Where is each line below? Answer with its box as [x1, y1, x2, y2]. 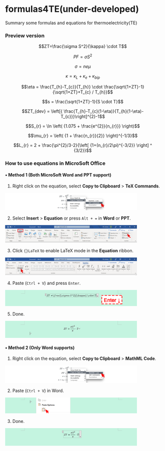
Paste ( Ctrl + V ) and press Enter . [12, 280, 81, 286]
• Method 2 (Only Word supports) [5, 345, 75, 351]
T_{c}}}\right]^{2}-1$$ [61, 113, 105, 119]
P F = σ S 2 [73, 53, 93, 60]
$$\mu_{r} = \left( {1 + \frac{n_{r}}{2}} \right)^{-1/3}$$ [28, 133, 138, 138]
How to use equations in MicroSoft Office [5, 160, 106, 167]
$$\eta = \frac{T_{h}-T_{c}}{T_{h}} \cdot [21, 84, 103, 90]
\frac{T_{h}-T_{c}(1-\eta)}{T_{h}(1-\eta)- [63, 108, 144, 114]
